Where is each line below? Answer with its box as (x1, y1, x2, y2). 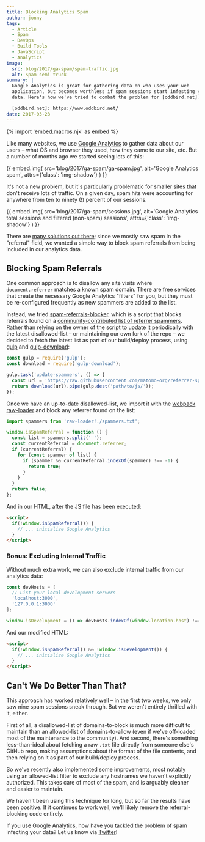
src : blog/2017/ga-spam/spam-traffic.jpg (12, 65, 119, 72)
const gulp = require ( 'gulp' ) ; (6, 355, 86, 361)
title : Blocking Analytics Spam (6, 9, 88, 15)
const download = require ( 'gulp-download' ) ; (6, 361, 121, 367)
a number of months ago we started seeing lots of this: (6, 152, 145, 160)
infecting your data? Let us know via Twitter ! (6, 829, 118, 836)
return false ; (12, 486, 48, 492)
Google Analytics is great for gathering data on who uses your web (12, 83, 190, 89)
